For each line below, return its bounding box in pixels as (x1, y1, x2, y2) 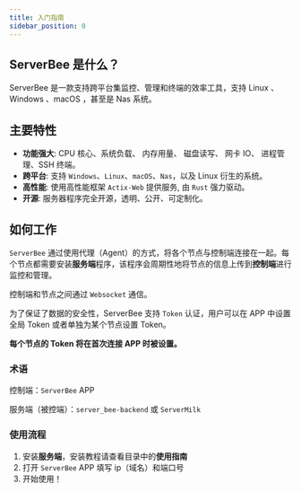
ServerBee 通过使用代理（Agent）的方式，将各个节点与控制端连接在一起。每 (9, 247, 289, 258)
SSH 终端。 (38, 159, 81, 171)
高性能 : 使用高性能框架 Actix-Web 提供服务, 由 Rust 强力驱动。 (21, 181, 250, 193)
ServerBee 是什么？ (9, 57, 120, 72)
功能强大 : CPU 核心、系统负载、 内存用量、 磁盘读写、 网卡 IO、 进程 (21, 148, 278, 159)
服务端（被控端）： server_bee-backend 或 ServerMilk (9, 404, 202, 415)
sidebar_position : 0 (9, 22, 87, 31)
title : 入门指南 (9, 13, 64, 22)
